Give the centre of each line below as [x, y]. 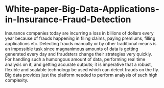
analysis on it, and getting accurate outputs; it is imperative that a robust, [79, 64]
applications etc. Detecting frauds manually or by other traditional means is [81, 43]
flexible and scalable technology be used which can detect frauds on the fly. [82, 69]
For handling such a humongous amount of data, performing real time [75, 59]
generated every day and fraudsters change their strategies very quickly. [79, 54]
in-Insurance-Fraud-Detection [68, 19]
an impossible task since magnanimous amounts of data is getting [72, 49]
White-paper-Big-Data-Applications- [82, 9]
